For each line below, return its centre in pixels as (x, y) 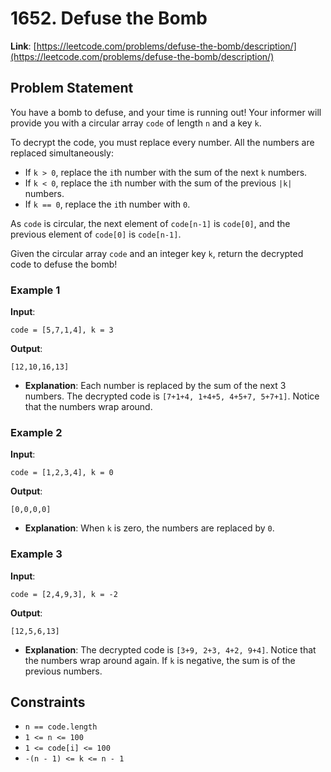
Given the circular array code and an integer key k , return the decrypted (157, 253)
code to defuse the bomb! (64, 264)
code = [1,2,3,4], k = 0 (62, 473)
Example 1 (35, 290)
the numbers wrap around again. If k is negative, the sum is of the (160, 660)
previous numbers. (63, 671)
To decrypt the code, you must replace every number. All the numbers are (162, 142)
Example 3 (36, 554)
